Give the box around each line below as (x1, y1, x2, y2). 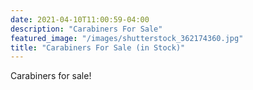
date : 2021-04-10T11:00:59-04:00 (10, 14, 150, 25)
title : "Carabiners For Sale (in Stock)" (10, 42, 186, 53)
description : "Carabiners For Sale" (10, 24, 163, 34)
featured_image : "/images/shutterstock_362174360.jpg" (10, 33, 244, 43)
